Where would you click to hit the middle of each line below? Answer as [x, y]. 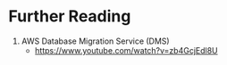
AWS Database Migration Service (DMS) [96, 41]
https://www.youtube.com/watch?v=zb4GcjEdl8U [126, 50]
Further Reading [70, 16]
